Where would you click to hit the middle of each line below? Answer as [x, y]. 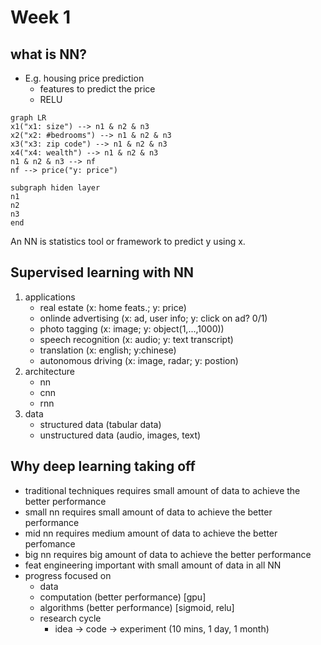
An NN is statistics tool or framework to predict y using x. [128, 241]
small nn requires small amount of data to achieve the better [148, 512]
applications [50, 297]
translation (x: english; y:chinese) [108, 350]
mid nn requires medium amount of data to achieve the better [151, 533]
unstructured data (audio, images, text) [120, 435]
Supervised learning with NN [102, 272]
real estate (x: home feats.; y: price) [113, 307]
